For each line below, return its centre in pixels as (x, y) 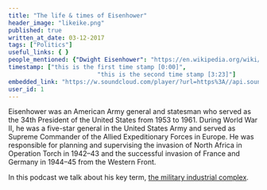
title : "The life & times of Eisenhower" (78, 15)
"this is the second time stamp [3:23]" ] (166, 74)
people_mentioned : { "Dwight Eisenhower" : (78, 60)
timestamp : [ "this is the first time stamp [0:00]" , (97, 67)
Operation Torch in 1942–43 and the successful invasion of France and (124, 154)
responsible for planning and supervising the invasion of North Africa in (125, 145)
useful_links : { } (39, 52)
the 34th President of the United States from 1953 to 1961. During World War (133, 120)
